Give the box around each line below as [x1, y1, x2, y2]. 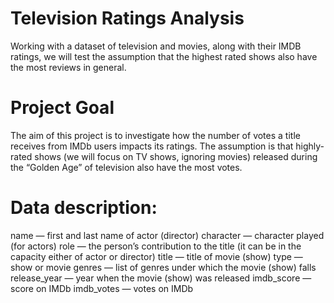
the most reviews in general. [10, 61, 127, 73]
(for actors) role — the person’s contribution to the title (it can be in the [10, 240, 302, 252]
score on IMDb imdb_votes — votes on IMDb [10, 282, 194, 294]
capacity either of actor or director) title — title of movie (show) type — [10, 250, 303, 262]
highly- [295, 140, 325, 152]
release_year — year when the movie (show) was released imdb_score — [10, 272, 312, 284]
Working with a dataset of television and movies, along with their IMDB [10, 40, 302, 52]
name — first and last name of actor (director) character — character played [10, 229, 325, 241]
